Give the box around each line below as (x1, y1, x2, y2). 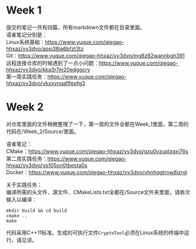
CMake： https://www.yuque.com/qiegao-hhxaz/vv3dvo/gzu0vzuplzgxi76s (6, 148, 188, 155)
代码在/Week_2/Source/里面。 (6, 128, 79, 135)
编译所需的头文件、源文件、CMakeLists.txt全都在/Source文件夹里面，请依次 (6, 188, 190, 195)
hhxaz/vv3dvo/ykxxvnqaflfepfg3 (6, 79, 85, 87)
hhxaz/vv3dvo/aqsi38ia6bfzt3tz (6, 45, 84, 52)
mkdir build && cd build (6, 207, 67, 214)
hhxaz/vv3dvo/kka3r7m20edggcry (6, 66, 91, 73)
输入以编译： (6, 195, 37, 203)
